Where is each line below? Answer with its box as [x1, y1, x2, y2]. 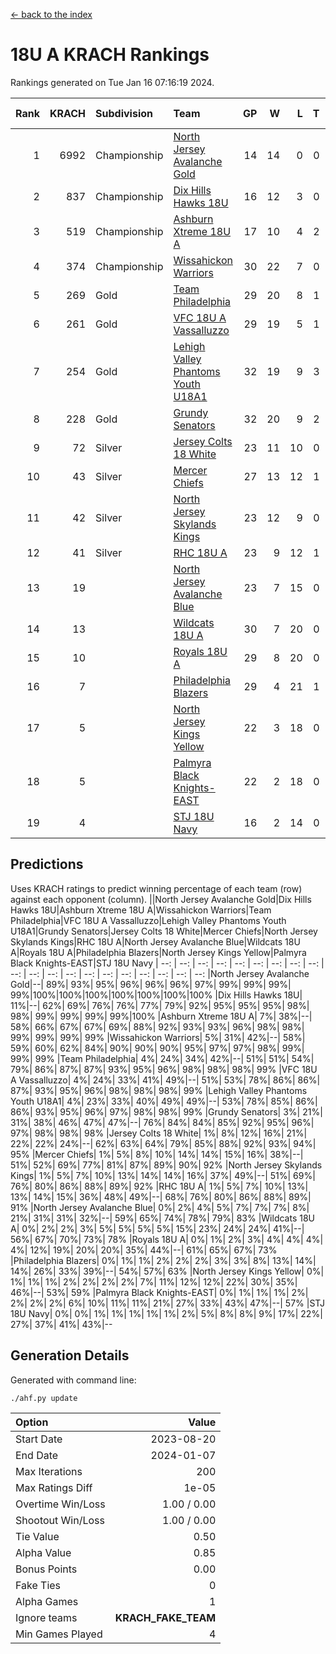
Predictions [10, 856, 84, 873]
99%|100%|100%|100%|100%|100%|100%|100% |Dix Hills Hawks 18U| [10, 989, 303, 1001]
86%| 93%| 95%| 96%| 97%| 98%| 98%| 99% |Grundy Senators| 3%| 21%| [10, 1105, 323, 1118]
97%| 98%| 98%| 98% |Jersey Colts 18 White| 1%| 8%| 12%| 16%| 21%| [10, 1127, 308, 1139]
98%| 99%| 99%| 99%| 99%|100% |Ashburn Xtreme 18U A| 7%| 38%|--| [10, 1010, 313, 1022]
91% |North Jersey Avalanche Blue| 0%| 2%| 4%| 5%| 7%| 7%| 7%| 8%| [10, 1201, 310, 1213]
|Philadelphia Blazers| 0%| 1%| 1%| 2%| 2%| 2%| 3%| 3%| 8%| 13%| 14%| [10, 1254, 317, 1266]
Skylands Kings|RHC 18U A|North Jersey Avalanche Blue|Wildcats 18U [10, 935, 301, 948]
